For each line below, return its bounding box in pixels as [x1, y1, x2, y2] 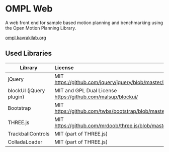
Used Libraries [5, 49, 52, 58]
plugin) [8, 93, 25, 100]
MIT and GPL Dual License [54, 87, 117, 94]
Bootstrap [8, 104, 31, 111]
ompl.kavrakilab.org [5, 35, 46, 41]
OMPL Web [5, 3, 53, 15]
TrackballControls [8, 130, 50, 137]
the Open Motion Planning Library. [5, 25, 76, 31]
